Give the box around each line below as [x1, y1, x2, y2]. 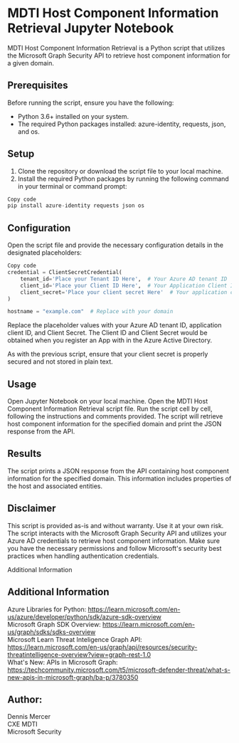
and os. [17, 127, 41, 136]
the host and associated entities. [7, 482, 103, 490]
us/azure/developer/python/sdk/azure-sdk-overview [7, 612, 161, 621]
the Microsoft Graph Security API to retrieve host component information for [7, 51, 230, 60]
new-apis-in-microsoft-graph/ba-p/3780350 [7, 673, 139, 681]
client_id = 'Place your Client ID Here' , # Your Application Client [20, 282, 228, 289]
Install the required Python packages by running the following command [17, 174, 229, 183]
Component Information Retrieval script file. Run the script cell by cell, [7, 404, 213, 413]
